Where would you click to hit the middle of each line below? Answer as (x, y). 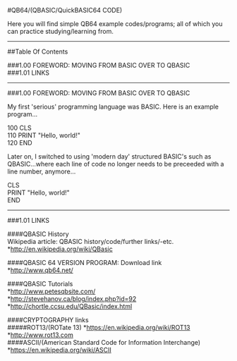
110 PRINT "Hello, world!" (44, 135)
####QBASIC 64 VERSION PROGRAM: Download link (85, 263)
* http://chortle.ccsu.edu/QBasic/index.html (70, 306)
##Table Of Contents (38, 51)
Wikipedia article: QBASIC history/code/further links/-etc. (91, 241)
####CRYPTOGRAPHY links (48, 320)
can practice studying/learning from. (61, 31)
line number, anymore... (42, 171)
